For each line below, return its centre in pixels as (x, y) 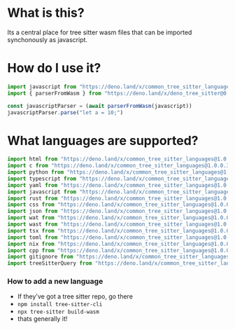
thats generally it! (42, 319)
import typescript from (42, 179)
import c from (28, 166)
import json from (33, 212)
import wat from (31, 218)
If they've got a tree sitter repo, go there (75, 296)
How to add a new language (55, 282)
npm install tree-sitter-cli (60, 305)
